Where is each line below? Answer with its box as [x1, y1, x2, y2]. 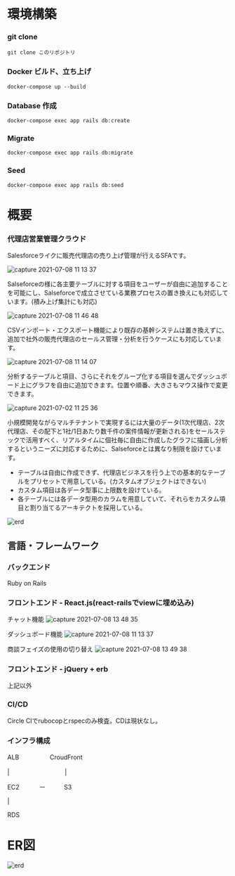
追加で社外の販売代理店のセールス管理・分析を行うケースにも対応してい [7, 335, 216, 343]
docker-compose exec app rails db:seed [7, 181, 124, 188]
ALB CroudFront [7, 753, 83, 761]
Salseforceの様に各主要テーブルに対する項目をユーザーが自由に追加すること [7, 280, 229, 288]
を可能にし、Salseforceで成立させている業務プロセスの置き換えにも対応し [7, 289, 222, 297]
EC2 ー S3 [7, 783, 72, 792]
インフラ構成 [7, 735, 51, 745]
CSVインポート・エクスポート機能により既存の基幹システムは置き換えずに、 [7, 326, 229, 335]
